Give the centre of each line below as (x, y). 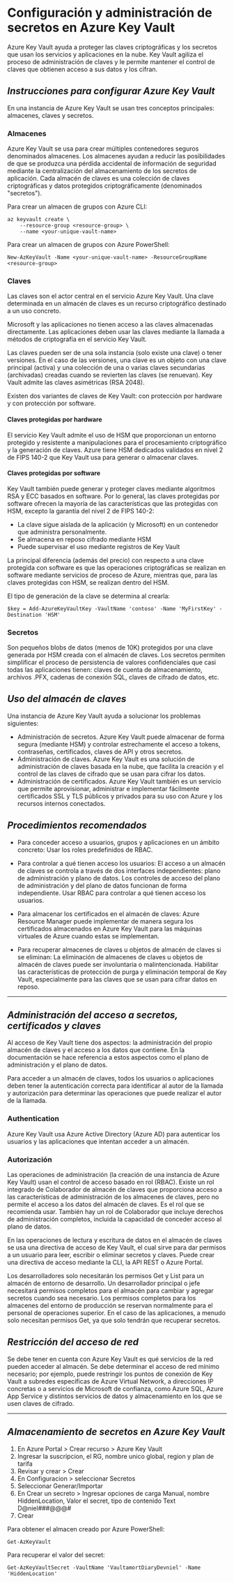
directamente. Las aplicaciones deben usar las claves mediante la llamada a (116, 332)
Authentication (33, 1119)
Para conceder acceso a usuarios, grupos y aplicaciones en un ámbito (118, 842)
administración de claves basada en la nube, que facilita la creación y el (120, 766)
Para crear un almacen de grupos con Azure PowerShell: (88, 245)
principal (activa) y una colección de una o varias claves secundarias (106, 368)
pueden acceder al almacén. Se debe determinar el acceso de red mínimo (113, 1366)
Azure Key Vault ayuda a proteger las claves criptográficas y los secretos (112, 47)
